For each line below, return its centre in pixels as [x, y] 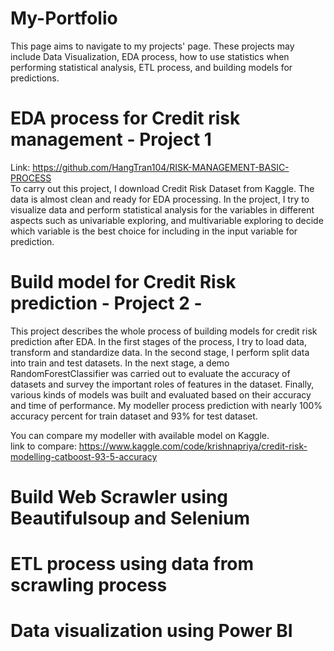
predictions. [35, 78]
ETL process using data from [132, 564]
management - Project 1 [111, 139]
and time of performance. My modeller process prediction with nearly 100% [166, 405]
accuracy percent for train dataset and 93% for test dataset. [134, 416]
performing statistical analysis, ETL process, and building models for [151, 67]
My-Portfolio [64, 18]
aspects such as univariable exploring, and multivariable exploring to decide [167, 220]
